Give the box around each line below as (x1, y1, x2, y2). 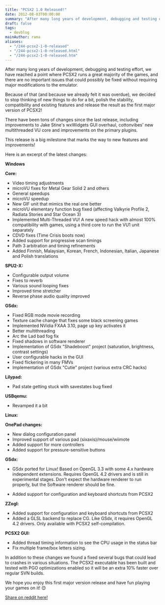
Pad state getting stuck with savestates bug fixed (12, 384, 112, 390)
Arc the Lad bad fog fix (12, 333, 59, 339)
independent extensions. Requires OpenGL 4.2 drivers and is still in (12, 471, 148, 477)
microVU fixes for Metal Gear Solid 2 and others (12, 185, 110, 191)
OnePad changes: (5, 422, 43, 428)
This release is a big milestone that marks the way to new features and (5, 137, 148, 143)
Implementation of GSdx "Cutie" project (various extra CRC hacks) (12, 364, 147, 370)
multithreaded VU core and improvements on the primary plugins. (5, 127, 138, 133)
